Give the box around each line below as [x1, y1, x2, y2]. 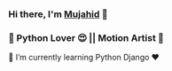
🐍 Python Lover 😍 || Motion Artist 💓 [8, 31, 165, 43]
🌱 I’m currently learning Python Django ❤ [8, 52, 160, 63]
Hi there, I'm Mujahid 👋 [8, 8, 108, 20]
